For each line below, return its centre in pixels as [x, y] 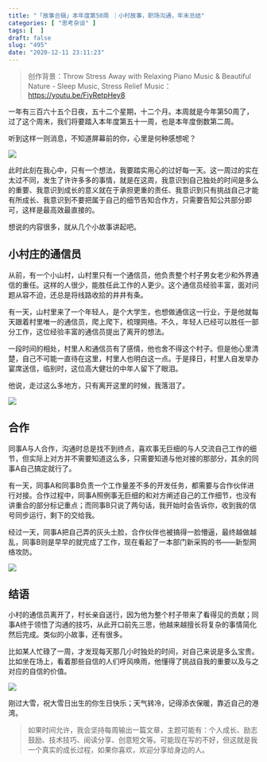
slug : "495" [28, 45]
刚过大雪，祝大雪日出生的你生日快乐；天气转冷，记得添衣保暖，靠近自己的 [130, 703]
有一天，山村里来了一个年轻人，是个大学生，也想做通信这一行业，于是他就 [130, 312]
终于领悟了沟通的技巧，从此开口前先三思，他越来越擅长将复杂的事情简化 [138, 624]
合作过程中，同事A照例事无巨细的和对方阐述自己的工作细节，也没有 [146, 495]
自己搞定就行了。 [48, 468]
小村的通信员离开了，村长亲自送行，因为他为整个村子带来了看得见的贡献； [130, 615]
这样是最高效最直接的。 [60, 210]
